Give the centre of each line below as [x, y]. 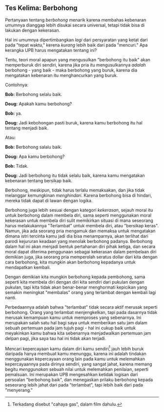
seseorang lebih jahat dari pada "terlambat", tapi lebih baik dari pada [74, 385]
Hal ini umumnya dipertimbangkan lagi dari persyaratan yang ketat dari [76, 40]
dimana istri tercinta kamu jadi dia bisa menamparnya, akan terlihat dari [77, 236]
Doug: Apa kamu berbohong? [35, 156]
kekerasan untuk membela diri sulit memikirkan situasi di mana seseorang [79, 220]
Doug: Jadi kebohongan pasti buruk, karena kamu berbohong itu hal [74, 122]
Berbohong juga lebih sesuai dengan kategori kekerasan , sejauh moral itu [79, 210]
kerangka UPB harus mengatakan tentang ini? [51, 50]
